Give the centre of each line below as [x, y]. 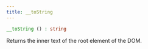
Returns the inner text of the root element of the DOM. [74, 40]
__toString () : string [37, 29]
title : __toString [30, 12]
